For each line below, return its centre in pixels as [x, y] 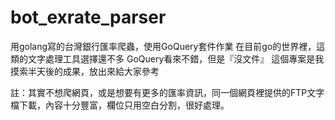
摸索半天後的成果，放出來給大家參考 [85, 71]
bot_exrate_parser [88, 17]
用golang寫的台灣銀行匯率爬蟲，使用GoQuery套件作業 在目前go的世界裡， [163, 46]
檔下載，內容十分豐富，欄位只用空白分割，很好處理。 [120, 105]
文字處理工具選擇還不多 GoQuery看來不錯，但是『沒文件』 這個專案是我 [176, 58]
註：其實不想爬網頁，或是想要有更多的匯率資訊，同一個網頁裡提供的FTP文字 [167, 92]
